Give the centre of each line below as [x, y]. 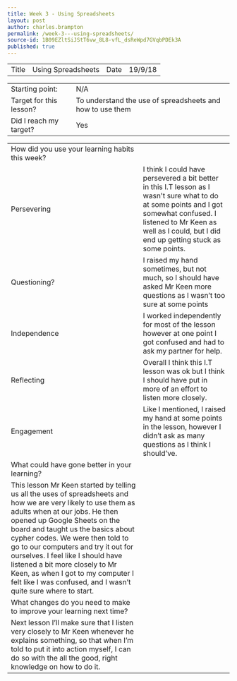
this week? [29, 158]
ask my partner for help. [182, 351]
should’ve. [160, 453]
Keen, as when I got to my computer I [72, 573]
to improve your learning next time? [69, 611]
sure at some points [176, 304]
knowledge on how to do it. [56, 667]
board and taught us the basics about [73, 529]
